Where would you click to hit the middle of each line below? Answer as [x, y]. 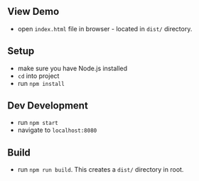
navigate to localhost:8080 [57, 130]
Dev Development [48, 106]
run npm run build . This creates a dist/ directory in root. [101, 170]
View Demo [33, 12]
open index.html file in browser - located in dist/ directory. [105, 28]
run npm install [41, 83]
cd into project [38, 76]
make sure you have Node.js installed [72, 68]
